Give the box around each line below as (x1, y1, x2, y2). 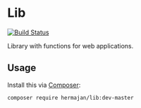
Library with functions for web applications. (7, 41, 134, 50)
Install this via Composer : (7, 81, 81, 89)
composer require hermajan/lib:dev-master (7, 94, 134, 101)
